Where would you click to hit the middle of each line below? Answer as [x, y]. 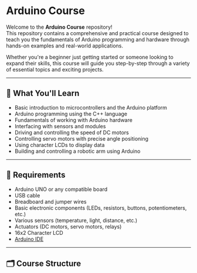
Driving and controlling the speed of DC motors [72, 132]
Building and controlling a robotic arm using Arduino [77, 151]
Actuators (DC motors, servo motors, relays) [68, 226]
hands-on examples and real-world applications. [64, 46]
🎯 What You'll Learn [43, 93]
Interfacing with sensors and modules [60, 126]
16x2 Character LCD [39, 233]
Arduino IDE [29, 239]
